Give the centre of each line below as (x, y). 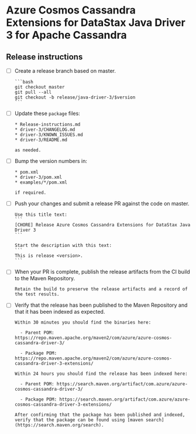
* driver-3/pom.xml (38, 177)
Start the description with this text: (63, 246)
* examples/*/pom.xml (41, 182)
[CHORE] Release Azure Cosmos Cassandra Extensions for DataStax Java (102, 225)
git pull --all (33, 92)
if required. (30, 193)
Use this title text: (41, 215)
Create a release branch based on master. (65, 71)
